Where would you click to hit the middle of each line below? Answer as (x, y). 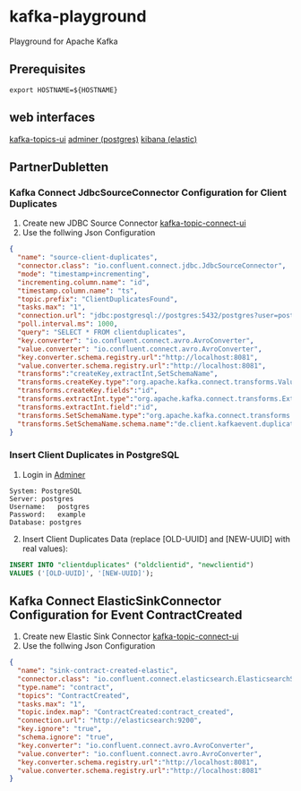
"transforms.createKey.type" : (73, 382)
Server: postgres (42, 498)
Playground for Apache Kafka (64, 41)
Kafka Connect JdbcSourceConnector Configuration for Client (148, 192)
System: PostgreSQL (46, 491)
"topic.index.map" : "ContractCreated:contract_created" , (126, 712)
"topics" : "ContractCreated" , (73, 695)
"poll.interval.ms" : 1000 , (68, 324)
